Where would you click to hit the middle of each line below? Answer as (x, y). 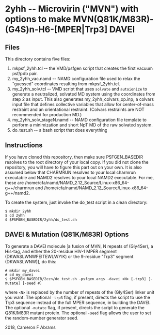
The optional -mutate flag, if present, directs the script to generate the (75, 307)
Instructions (24, 145)
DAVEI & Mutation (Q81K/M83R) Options (67, 235)
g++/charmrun (20, 188)
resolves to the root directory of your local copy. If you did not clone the (77, 162)
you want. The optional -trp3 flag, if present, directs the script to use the (78, 297)
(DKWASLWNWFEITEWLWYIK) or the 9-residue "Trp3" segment (69, 256)
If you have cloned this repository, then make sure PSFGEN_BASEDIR (74, 157)
